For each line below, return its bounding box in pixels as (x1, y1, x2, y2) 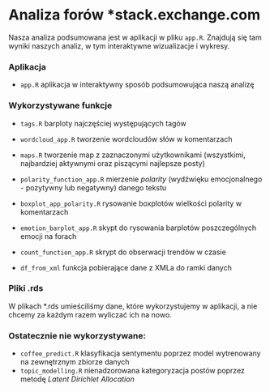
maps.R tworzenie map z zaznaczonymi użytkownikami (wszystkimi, (19, 150, 246, 160)
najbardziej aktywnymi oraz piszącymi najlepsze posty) (19, 158, 205, 168)
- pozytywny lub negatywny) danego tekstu (19, 182, 167, 192)
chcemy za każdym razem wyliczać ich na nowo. (8, 309, 172, 319)
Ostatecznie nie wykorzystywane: (8, 330, 147, 341)
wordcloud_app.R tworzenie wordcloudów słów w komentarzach (19, 134, 233, 143)
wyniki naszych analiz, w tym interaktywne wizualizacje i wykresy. (8, 40, 230, 50)
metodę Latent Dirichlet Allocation (19, 374, 135, 384)
